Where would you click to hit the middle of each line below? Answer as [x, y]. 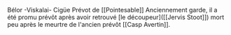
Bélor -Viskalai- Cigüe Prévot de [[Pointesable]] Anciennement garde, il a [112, 10]
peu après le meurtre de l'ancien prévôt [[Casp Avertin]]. [89, 24]
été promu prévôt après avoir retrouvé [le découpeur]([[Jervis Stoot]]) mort [116, 17]
